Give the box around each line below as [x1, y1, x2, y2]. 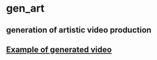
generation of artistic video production [6, 25, 152, 35]
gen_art [6, 2, 45, 15]
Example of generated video [6, 44, 112, 54]
